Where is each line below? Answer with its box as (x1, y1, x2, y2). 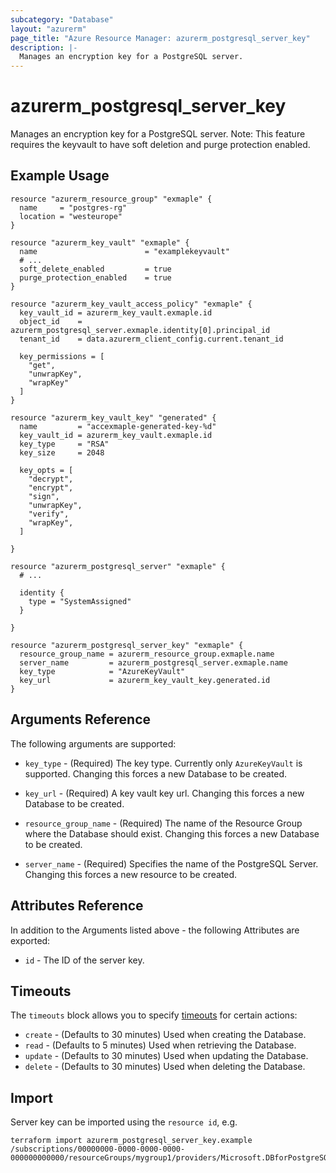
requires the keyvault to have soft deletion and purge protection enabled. (10, 139, 311, 151)
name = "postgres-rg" (19, 202, 128, 213)
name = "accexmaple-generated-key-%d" (19, 421, 217, 431)
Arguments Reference (10, 711, 152, 728)
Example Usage (10, 167, 110, 185)
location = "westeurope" (19, 211, 123, 221)
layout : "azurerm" (10, 24, 87, 34)
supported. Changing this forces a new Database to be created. (24, 767, 288, 780)
